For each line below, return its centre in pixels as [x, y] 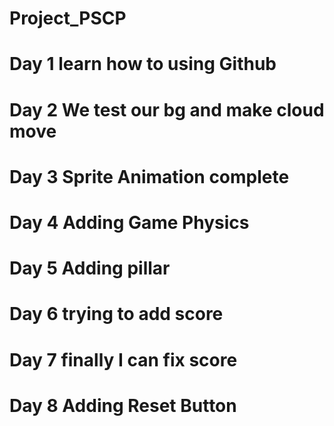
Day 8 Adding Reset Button [123, 405]
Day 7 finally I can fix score [123, 359]
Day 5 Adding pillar [90, 268]
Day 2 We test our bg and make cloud [167, 109]
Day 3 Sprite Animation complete [149, 176]
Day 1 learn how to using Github [143, 64]
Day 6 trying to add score [116, 314]
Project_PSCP [68, 18]
